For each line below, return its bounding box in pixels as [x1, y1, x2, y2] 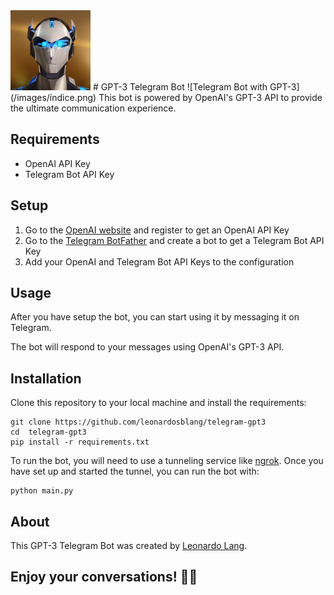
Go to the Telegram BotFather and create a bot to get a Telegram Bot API [24, 234, 325, 246]
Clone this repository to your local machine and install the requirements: [10, 397, 307, 409]
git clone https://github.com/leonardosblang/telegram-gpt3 [10, 417, 267, 428]
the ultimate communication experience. [10, 102, 177, 114]
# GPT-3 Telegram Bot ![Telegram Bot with [92, 81, 268, 93]
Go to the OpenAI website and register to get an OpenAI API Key [24, 224, 290, 236]
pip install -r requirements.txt [10, 437, 150, 448]
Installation [10, 370, 82, 387]
